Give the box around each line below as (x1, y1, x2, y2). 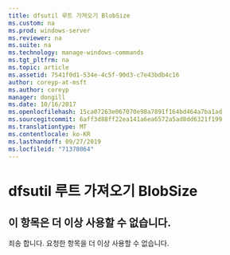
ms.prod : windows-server (8, 26, 91, 34)
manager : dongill (8, 93, 66, 101)
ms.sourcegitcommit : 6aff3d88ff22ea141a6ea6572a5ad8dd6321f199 (8, 116, 223, 124)
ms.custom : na (8, 19, 56, 27)
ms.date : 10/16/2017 (8, 100, 77, 108)
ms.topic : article (8, 64, 69, 72)
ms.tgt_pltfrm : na (8, 57, 69, 65)
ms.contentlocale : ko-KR (8, 130, 91, 138)
